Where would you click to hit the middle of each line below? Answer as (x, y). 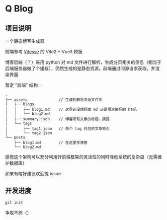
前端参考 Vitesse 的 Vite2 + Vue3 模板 (44, 52)
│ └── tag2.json (29, 133)
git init (14, 202)
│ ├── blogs (20, 104)
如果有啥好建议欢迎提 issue (33, 174)
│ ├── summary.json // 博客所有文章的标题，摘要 (57, 119)
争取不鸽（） (18, 213)
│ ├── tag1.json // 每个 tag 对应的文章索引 (58, 129)
